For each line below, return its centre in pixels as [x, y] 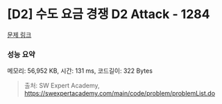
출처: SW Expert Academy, [62, 86]
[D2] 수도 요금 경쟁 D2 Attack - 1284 [109, 14]
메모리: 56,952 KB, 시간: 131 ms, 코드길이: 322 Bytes [80, 71]
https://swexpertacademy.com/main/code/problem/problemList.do [120, 94]
